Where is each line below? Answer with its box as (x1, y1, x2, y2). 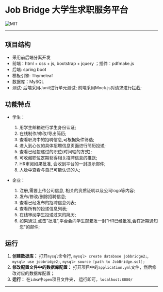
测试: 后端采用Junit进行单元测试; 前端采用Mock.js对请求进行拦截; (12, 84, 142, 90)
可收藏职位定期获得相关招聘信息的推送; (19, 155, 98, 161)
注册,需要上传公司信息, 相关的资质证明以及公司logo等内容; (19, 187, 135, 193)
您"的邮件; (19, 224, 40, 229)
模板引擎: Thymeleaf (12, 72, 53, 78)
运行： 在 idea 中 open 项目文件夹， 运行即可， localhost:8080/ (12, 276, 133, 282)
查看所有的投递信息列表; (19, 206, 68, 211)
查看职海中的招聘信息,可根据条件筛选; (19, 136, 95, 142)
